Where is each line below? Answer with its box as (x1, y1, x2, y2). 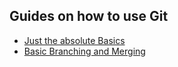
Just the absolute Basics (23, 34, 126, 46)
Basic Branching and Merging (23, 45, 146, 57)
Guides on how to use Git (9, 8, 169, 25)
